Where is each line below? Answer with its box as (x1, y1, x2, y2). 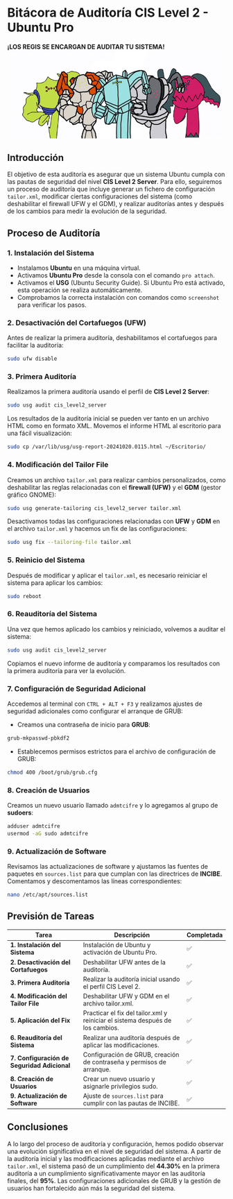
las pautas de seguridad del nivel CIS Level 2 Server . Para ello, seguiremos (7, 178, 223, 186)
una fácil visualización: (7, 429, 73, 438)
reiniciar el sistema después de (83, 1017, 172, 1025)
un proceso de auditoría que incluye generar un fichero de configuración (7, 185, 215, 194)
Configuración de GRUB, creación (83, 1050, 180, 1059)
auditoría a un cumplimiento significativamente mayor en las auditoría (7, 1169, 206, 1177)
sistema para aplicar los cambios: (7, 578, 103, 587)
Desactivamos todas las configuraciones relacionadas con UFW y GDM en (7, 517, 221, 525)
